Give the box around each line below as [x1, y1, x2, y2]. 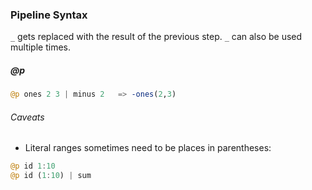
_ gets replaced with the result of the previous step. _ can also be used [10, 31, 303, 43]
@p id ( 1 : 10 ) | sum [10, 171, 92, 181]
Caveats [10, 111, 45, 123]
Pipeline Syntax [10, 8, 88, 22]
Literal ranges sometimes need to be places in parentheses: [24, 142, 272, 154]
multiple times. [10, 41, 71, 53]
